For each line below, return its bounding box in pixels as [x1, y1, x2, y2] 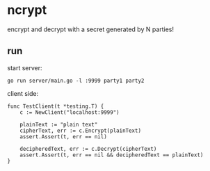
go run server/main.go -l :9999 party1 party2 [7, 77, 145, 84]
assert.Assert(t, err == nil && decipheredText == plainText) [19, 152, 204, 158]
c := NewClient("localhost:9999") [19, 108, 120, 116]
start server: [7, 63, 43, 72]
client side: [7, 89, 39, 97]
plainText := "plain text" [19, 121, 98, 128]
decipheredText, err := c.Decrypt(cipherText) [19, 145, 157, 152]
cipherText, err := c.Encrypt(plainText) [19, 127, 141, 134]
